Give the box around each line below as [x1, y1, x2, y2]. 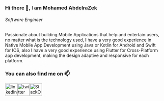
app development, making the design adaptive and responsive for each [5, 52, 149, 58]
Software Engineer [5, 17, 43, 23]
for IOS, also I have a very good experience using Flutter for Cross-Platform [5, 48, 158, 53]
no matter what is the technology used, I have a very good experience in [5, 37, 152, 43]
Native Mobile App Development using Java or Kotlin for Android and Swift [5, 42, 156, 48]
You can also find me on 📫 [5, 71, 70, 77]
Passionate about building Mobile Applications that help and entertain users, [5, 32, 160, 38]
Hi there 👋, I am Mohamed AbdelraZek [5, 4, 97, 11]
